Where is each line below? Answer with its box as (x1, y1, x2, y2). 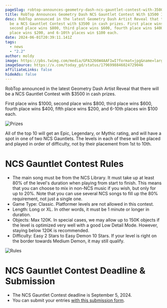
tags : (5, 40, 16, 45)
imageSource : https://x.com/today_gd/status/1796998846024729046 (5, 63, 143, 68)
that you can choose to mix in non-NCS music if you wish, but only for (12, 185, 156, 191)
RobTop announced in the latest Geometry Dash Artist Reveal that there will (5, 85, 159, 91)
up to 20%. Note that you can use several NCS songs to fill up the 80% (12, 190, 158, 196)
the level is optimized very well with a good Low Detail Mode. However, (12, 222, 158, 228)
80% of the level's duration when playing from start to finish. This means (12, 180, 162, 186)
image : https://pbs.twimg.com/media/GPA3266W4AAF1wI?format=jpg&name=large (5, 58, 166, 63)
